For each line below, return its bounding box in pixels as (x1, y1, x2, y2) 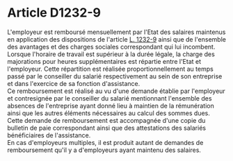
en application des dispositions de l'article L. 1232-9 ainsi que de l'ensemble (7, 35, 226, 43)
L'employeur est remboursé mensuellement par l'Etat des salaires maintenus (7, 28, 226, 36)
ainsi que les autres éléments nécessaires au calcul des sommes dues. (7, 109, 211, 117)
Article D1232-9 (7, 5, 101, 21)
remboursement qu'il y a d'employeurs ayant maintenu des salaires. (7, 146, 202, 154)
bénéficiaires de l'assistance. (7, 130, 91, 139)
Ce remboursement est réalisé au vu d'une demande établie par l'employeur (7, 87, 226, 95)
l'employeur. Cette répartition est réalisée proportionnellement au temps (7, 65, 214, 73)
